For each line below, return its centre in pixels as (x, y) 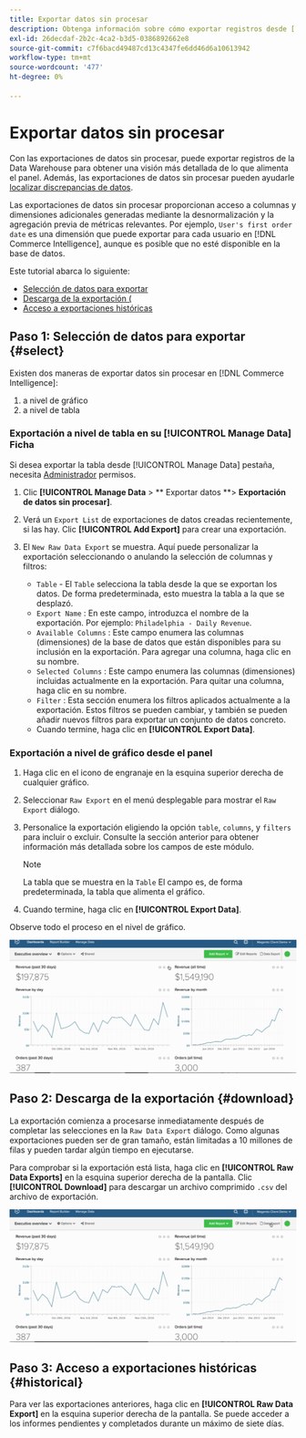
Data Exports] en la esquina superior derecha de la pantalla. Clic (131, 1177)
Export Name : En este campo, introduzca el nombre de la (143, 613)
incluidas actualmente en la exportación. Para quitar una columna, (160, 680)
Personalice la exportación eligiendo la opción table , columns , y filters (157, 828)
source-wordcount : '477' (56, 67)
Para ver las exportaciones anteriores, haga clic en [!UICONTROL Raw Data (152, 1404)
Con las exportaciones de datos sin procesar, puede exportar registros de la (152, 158)
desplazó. (55, 603)
